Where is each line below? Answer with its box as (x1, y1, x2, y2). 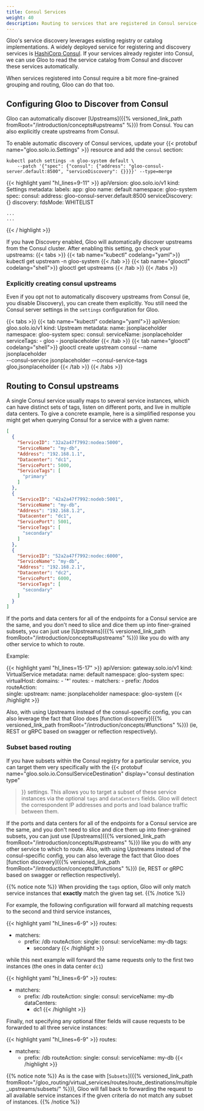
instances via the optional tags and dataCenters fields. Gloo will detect (21, 794, 197, 802)
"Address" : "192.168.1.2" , (17, 507, 86, 513)
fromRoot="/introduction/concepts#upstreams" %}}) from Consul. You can (6, 121, 194, 129)
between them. (21, 808, 59, 815)
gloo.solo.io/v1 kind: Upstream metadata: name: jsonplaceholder (6, 324, 167, 332)
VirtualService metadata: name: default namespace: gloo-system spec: (6, 671, 185, 678)
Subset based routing (6, 743, 72, 752)
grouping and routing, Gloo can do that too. (6, 81, 115, 88)
